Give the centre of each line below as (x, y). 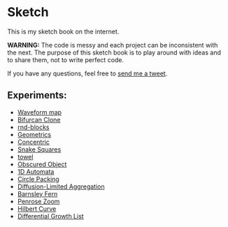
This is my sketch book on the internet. (63, 31)
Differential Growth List (50, 216)
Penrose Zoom (38, 201)
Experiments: (37, 95)
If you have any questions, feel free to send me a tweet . (87, 73)
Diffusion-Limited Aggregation (61, 186)
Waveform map (39, 112)
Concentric (34, 142)
